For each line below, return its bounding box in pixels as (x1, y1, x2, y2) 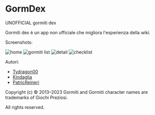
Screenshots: (5, 39, 33, 45)
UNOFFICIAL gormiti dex (5, 20, 56, 26)
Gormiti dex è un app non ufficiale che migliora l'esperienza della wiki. (5, 29, 151, 35)
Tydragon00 (12, 69, 39, 75)
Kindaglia (12, 74, 32, 80)
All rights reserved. (5, 104, 45, 110)
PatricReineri (12, 79, 39, 85)
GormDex (5, 3, 46, 15)
